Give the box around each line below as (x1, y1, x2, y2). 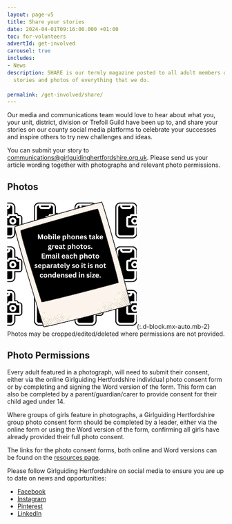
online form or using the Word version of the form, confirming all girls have (7, 425, 220, 434)
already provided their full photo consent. (7, 432, 126, 441)
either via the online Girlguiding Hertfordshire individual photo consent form (7, 375, 222, 383)
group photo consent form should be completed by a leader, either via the (7, 418, 217, 426)
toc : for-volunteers (7, 33, 67, 40)
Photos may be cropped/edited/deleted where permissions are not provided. (7, 330, 225, 338)
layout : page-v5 (7, 11, 54, 18)
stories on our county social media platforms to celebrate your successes (7, 125, 216, 134)
